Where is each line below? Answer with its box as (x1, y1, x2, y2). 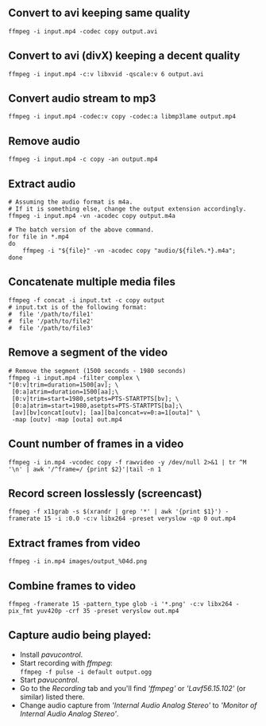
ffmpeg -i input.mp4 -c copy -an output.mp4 (8, 155, 158, 164)
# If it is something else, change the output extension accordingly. (8, 205, 247, 213)
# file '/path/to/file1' (8, 310, 94, 318)
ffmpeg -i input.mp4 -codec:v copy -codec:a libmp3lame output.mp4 (8, 113, 237, 121)
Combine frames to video (8, 579, 137, 592)
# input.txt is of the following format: (8, 303, 148, 311)
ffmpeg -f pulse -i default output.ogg (19, 668, 152, 676)
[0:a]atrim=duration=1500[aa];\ (11, 387, 119, 396)
